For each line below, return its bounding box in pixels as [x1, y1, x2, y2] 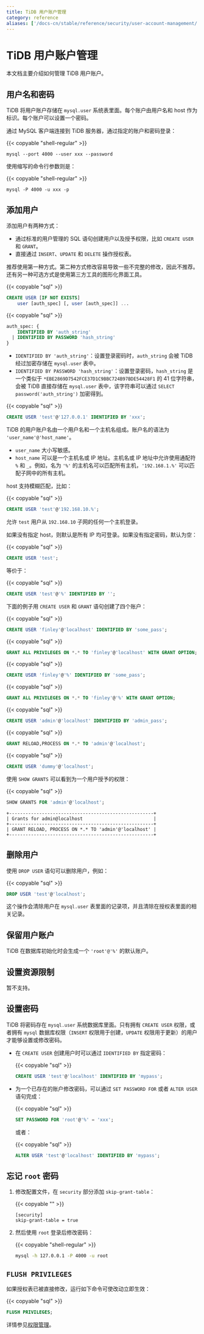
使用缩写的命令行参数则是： [6, 163, 76, 170]
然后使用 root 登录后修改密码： [15, 1229, 94, 1236]
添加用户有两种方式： [6, 222, 60, 229]
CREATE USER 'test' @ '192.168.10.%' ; [6, 507, 99, 513]
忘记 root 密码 [6, 1171, 59, 1181]
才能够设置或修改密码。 [6, 1036, 65, 1043]
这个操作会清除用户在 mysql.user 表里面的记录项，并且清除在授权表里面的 [6, 903, 192, 910]
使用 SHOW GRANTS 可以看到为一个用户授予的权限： [6, 775, 130, 782]
